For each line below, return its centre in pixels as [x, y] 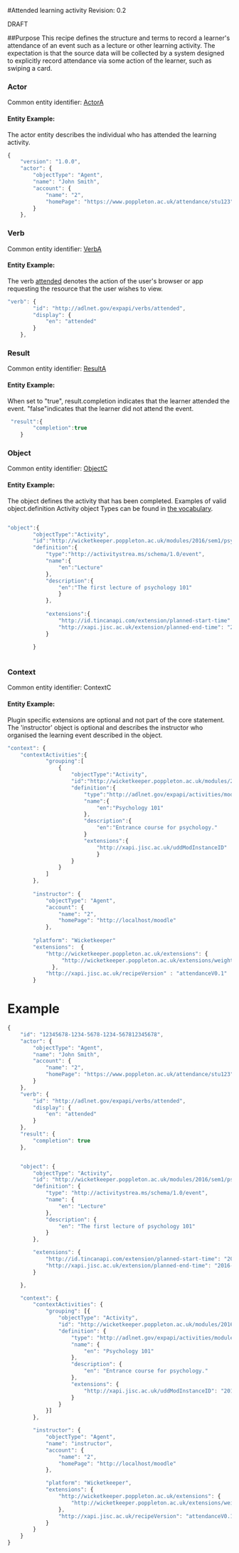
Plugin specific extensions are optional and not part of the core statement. [116, 719]
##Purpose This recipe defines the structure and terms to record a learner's [119, 38]
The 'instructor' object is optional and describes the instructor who [105, 727]
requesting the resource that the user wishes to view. [85, 288]
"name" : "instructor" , [79, 1443]
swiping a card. [30, 68]
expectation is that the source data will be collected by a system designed [116, 53]
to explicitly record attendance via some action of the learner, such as [110, 61]
